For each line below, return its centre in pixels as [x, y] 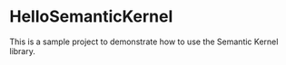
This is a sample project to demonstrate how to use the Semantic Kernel [144, 42]
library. [23, 51]
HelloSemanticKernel [91, 17]
